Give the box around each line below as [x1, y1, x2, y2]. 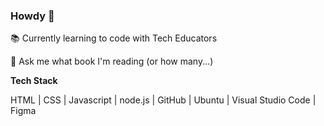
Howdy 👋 [10, 9, 55, 23]
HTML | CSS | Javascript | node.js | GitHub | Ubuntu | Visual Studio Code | [10, 94, 317, 106]
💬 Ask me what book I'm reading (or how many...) [10, 55, 214, 68]
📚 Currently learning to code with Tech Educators [10, 32, 218, 44]
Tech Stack [10, 75, 58, 87]
